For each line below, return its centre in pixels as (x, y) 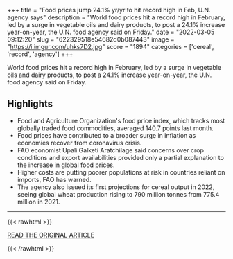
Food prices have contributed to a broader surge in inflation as (106, 135)
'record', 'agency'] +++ (41, 54)
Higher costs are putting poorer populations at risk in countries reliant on (121, 172)
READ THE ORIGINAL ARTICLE (51, 235)
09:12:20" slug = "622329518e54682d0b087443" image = (91, 39)
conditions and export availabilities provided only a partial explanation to (120, 157)
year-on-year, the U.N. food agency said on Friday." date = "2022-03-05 (111, 32)
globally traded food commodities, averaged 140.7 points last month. (115, 128)
